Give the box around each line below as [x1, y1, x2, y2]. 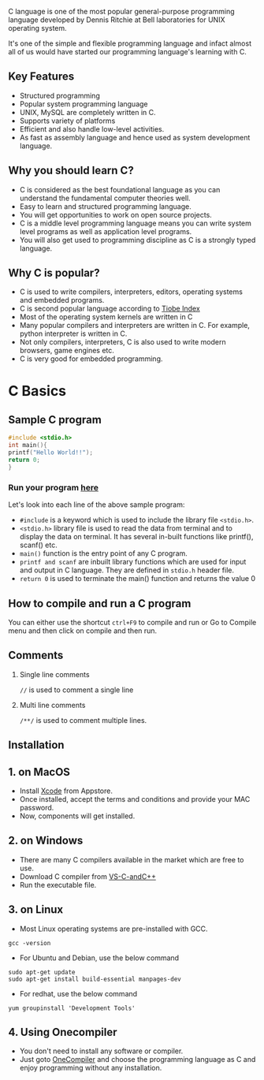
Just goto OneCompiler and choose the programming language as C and [19, 1055, 256, 1064]
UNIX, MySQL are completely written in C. [19, 107, 156, 117]
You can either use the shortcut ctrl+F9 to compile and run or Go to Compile [8, 617, 257, 627]
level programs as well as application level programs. [19, 226, 192, 236]
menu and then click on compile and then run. [8, 626, 158, 635]
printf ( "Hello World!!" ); [8, 449, 93, 456]
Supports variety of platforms [19, 116, 116, 125]
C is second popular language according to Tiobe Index [19, 304, 201, 314]
